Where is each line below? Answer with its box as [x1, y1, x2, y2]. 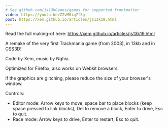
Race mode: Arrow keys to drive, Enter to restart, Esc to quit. [12, 116, 140, 122]
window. [5, 80, 23, 87]
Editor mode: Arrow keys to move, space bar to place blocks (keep [12, 100, 152, 106]
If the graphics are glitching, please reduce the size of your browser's [5, 75, 151, 81]
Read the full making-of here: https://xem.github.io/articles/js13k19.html [5, 31, 155, 37]
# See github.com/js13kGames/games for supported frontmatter [5, 7, 140, 13]
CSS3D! [5, 46, 22, 52]
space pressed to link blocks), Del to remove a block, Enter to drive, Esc [12, 106, 163, 112]
